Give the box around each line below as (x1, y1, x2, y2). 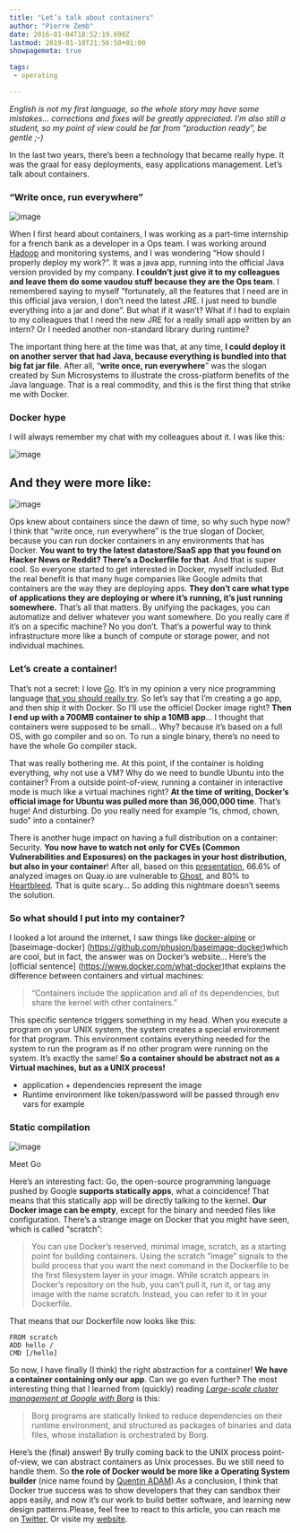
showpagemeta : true (9, 47, 82, 56)
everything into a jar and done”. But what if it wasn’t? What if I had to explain (9, 305, 291, 316)
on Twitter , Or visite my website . (9, 1513, 128, 1525)
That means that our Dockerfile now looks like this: (9, 1316, 197, 1327)
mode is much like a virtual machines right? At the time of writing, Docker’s (9, 786, 289, 797)
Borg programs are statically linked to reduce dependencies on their (30, 1410, 283, 1422)
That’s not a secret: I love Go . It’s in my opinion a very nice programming (9, 683, 276, 693)
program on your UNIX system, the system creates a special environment (9, 1023, 280, 1034)
